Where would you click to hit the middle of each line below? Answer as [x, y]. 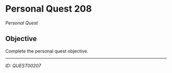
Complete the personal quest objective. [47, 51]
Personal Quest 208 [49, 9]
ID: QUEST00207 [23, 65]
